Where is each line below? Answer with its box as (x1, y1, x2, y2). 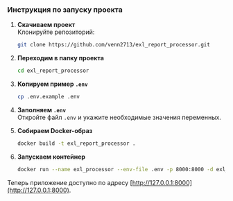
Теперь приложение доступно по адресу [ (7, 178, 133, 186)
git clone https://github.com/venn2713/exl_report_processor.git (17, 42, 210, 49)
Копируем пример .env (17, 80, 88, 88)
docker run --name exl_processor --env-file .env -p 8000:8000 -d (17, 166, 214, 173)
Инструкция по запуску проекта (7, 5, 123, 15)
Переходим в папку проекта (17, 54, 104, 62)
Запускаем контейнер (17, 152, 85, 161)
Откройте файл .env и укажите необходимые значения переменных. (17, 113, 222, 121)
